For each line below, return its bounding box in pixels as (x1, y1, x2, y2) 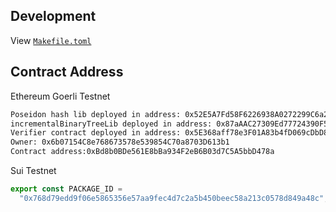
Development (10, 8, 97, 25)
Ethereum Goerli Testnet (10, 90, 111, 102)
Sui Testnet (10, 165, 57, 176)
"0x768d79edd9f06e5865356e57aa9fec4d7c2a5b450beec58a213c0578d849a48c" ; (19, 193, 329, 203)
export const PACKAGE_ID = (10, 184, 123, 194)
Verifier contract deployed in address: (10, 128, 182, 138)
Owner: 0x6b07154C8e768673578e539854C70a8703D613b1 (10, 137, 230, 148)
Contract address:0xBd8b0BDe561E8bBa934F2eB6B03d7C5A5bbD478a (10, 147, 275, 157)
